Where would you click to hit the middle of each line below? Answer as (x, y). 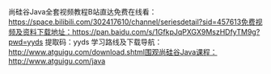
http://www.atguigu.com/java (57, 61)
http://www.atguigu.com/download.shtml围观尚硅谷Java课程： (113, 52)
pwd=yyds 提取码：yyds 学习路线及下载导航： (85, 42)
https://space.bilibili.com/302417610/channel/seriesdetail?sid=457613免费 (132, 22)
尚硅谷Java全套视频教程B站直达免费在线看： (83, 12)
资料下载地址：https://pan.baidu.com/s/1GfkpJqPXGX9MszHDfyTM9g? (141, 32)
